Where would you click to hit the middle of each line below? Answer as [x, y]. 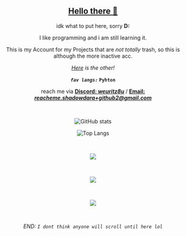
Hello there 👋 [93, 11]
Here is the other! [93, 68]
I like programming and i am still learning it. [93, 38]
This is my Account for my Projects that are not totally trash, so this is [93, 49]
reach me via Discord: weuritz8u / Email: [93, 91]
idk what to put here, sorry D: [93, 26]
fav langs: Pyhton [93, 80]
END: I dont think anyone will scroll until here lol [93, 226]
